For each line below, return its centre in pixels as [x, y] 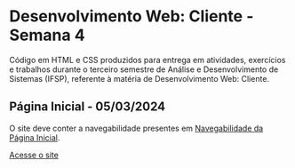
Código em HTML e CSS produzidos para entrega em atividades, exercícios [147, 60]
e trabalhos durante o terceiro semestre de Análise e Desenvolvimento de [144, 69]
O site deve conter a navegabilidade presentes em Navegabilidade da [136, 128]
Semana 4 [48, 35]
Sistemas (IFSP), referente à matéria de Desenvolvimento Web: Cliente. [139, 78]
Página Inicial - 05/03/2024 [88, 107]
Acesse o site [34, 155]
